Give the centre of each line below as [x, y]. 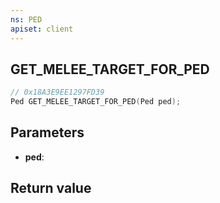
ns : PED [26, 19]
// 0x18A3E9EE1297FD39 [57, 92]
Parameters [47, 132]
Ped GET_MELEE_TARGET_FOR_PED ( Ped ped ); [96, 102]
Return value [51, 188]
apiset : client [42, 29]
